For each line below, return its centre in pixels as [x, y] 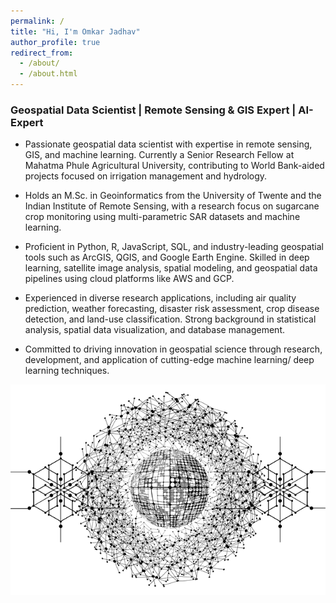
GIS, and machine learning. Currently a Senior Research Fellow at [159, 155]
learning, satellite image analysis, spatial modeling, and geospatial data [171, 268]
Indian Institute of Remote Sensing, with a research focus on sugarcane [172, 206]
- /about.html [48, 74]
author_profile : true [55, 42]
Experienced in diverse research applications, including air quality [160, 298]
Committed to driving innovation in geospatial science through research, [173, 349]
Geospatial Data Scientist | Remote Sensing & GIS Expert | [153, 110]
